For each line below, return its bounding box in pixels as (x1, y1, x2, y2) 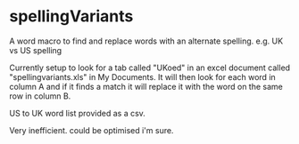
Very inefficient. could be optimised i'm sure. (9, 124, 174, 135)
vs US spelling (9, 44, 62, 55)
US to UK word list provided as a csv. (9, 108, 145, 118)
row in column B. (9, 91, 71, 101)
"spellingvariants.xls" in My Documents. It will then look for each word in (9, 71, 277, 82)
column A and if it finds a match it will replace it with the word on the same (9, 81, 284, 92)
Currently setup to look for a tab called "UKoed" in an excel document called (9, 62, 291, 73)
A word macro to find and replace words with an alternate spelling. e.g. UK (9, 36, 284, 46)
